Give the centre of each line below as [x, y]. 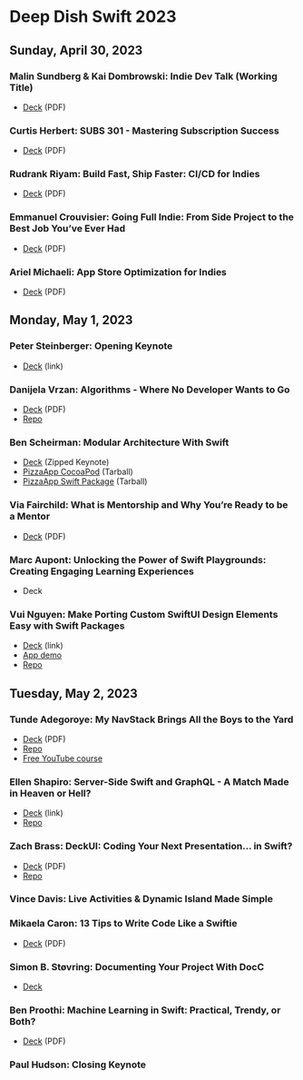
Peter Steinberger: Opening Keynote [91, 346]
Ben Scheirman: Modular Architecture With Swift [119, 442]
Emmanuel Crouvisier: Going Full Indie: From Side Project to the [152, 217]
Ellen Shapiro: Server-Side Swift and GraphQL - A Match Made [149, 781]
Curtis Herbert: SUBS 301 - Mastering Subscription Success [144, 131]
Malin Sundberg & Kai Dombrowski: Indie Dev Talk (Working [144, 76]
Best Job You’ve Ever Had [68, 229]
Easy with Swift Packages [67, 626]
